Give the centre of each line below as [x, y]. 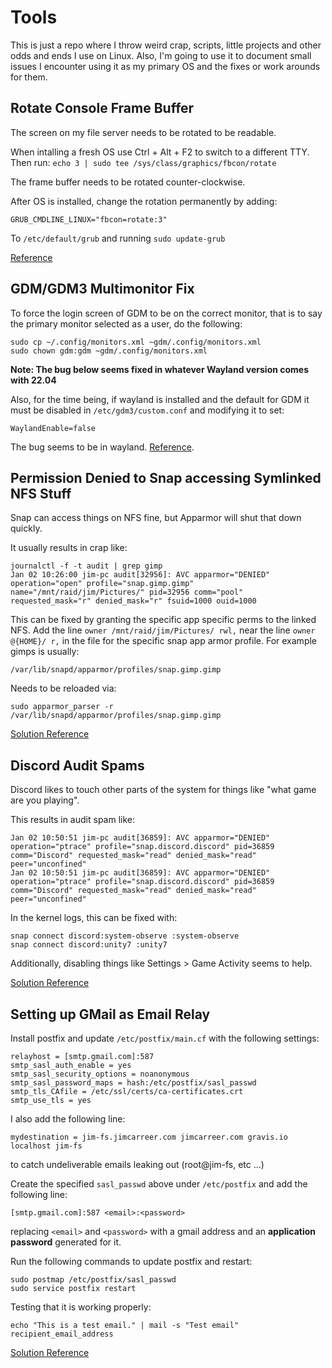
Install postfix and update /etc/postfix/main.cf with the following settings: [165, 1038]
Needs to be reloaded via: [63, 688]
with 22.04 [33, 380]
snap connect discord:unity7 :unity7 [89, 945]
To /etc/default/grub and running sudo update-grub [118, 238]
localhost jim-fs [46, 1146]
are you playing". [45, 800]
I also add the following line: [68, 1119]
